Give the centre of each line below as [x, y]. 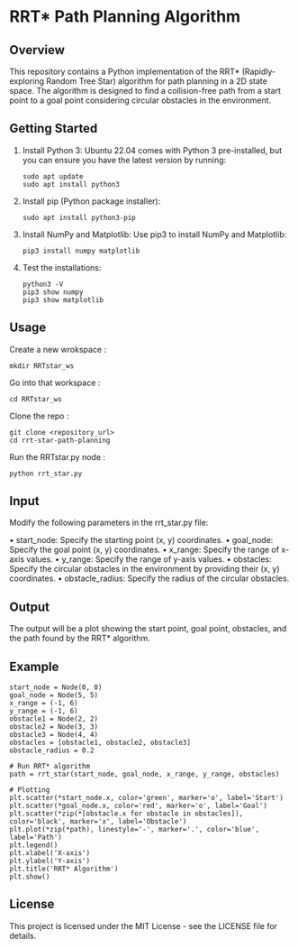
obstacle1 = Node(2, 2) [54, 719]
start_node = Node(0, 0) [56, 687]
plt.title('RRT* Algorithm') [64, 869]
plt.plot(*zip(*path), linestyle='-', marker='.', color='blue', [134, 830]
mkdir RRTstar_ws [42, 366]
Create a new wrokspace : [58, 349]
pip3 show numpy [53, 292]
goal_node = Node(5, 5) [54, 695]
